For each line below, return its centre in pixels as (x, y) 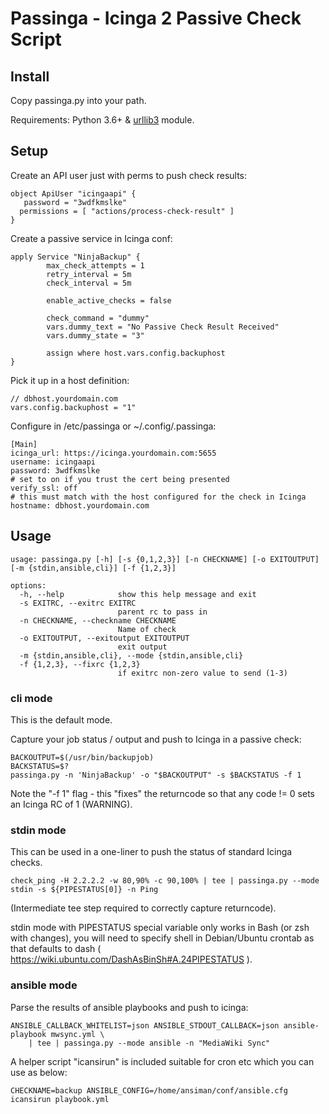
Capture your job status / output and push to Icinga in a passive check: (156, 739)
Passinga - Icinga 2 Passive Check (156, 18)
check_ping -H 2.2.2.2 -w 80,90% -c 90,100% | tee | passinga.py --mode (165, 881)
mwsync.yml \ (77, 1034)
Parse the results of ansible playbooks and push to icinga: (129, 1007)
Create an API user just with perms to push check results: (129, 175)
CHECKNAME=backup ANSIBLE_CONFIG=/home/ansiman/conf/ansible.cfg (149, 1090)
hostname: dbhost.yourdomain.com (80, 505)
